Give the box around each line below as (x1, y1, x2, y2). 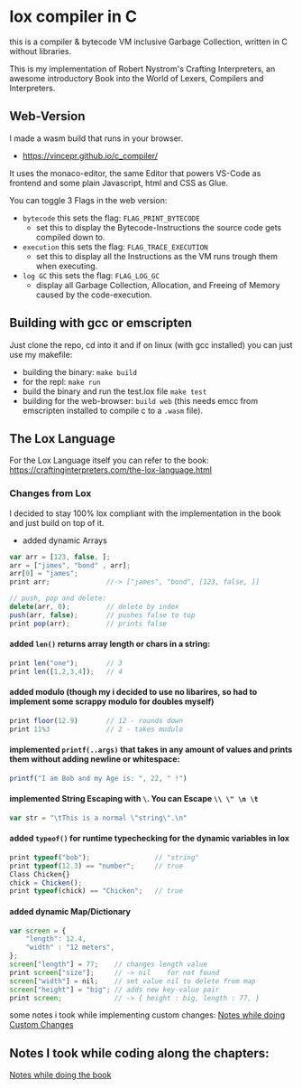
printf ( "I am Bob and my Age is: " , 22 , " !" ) (9, 774, 188, 783)
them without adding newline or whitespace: (9, 754, 180, 765)
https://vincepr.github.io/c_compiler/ (22, 150, 158, 161)
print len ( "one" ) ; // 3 (9, 658, 124, 668)
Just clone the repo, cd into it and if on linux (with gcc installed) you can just (9, 339, 293, 350)
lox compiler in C (9, 6, 138, 27)
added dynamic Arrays (22, 535, 108, 546)
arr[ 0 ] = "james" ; (9, 569, 78, 578)
